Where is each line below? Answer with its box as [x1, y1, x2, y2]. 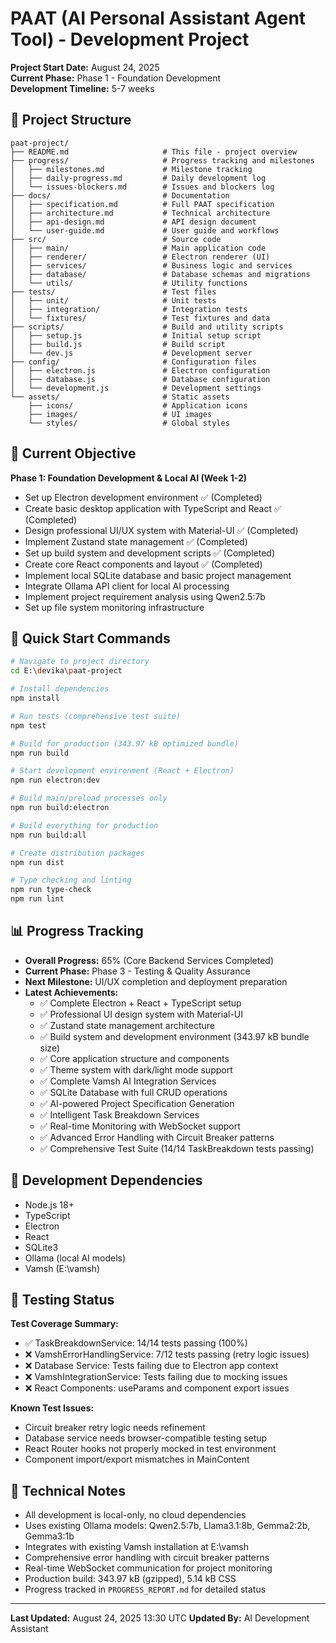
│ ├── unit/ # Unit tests [10, 295, 217, 306]
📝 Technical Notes [10, 1482, 126, 1499]
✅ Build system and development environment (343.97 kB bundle [39, 1030, 310, 1042]
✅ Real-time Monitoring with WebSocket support [39, 1120, 241, 1132]
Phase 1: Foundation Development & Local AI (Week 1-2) [10, 472, 248, 484]
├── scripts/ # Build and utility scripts [10, 322, 284, 332]
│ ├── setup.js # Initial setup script [10, 330, 262, 341]
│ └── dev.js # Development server [10, 348, 253, 358]
